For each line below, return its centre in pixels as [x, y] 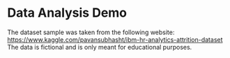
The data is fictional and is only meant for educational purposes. [100, 47]
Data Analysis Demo [67, 13]
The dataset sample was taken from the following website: [91, 32]
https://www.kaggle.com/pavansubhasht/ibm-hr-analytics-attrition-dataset [115, 39]
